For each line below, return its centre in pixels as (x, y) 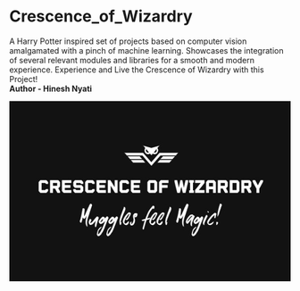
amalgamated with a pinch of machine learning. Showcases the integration (146, 50)
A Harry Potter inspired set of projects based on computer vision (128, 41)
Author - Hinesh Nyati (50, 88)
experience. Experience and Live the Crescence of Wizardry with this (137, 70)
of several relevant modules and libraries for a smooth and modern (132, 60)
